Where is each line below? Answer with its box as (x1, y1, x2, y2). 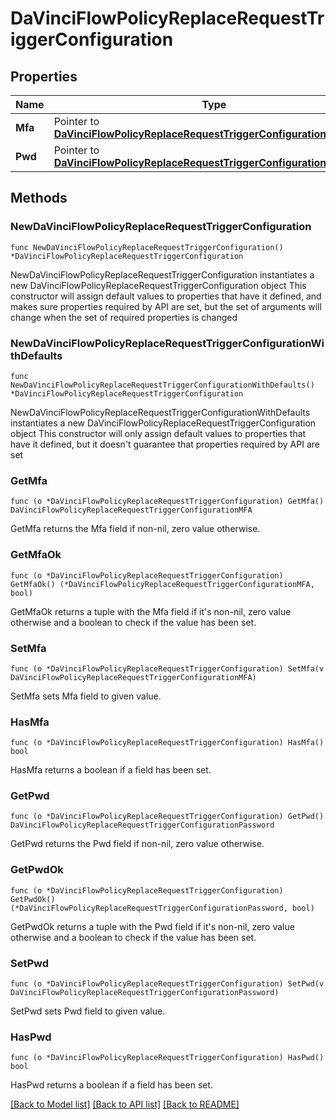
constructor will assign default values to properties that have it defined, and (10, 290, 322, 302)
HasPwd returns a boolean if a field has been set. (10, 1079, 214, 1091)
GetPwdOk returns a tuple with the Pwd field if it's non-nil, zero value (10, 920, 295, 932)
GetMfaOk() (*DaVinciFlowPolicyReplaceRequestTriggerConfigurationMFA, (10, 579, 315, 589)
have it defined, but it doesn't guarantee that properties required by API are (10, 438, 320, 450)
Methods (10, 190, 68, 207)
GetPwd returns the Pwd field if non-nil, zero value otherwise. (10, 838, 265, 850)
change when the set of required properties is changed (10, 311, 238, 323)
